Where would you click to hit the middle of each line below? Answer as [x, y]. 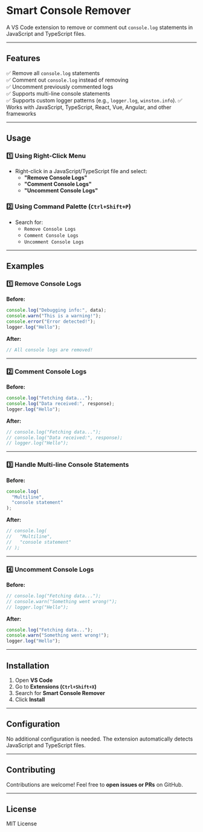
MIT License [22, 824]
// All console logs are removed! [50, 350]
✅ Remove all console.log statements [53, 73]
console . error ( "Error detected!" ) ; [51, 322]
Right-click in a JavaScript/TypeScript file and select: [81, 171]
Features [23, 58]
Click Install [30, 699]
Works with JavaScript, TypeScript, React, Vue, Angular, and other [89, 107]
